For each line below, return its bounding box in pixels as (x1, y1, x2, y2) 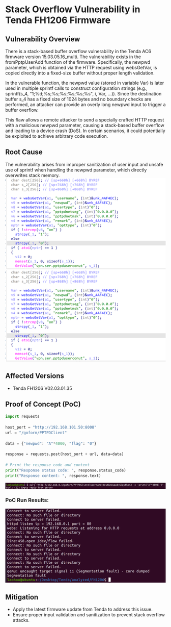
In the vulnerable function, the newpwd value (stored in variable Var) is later (5, 80, 164, 86)
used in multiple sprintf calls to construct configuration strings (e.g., (5, 85, 148, 91)
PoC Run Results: (5, 496, 49, 504)
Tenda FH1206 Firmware (5, 14, 111, 26)
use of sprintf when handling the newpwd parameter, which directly (5, 167, 147, 173)
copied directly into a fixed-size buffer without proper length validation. (5, 70, 155, 76)
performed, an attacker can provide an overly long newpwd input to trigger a (5, 102, 166, 108)
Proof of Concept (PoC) (5, 399, 81, 409)
